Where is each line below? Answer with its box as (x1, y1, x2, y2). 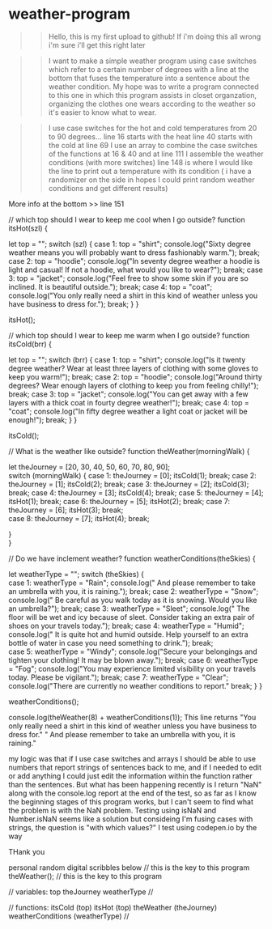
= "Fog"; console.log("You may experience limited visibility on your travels (8, 664, 257, 673)
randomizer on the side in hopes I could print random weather (48, 175, 255, 185)
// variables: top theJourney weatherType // (8, 887, 154, 897)
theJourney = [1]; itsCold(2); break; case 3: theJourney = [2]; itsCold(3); (8, 479, 249, 489)
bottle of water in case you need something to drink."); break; (8, 638, 214, 647)
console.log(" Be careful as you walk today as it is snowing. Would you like (8, 595, 257, 604)
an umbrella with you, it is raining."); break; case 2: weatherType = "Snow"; (8, 586, 259, 596)
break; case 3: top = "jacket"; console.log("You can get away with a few (8, 389, 249, 399)
